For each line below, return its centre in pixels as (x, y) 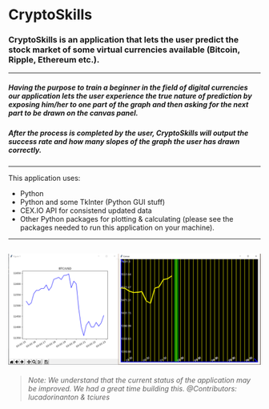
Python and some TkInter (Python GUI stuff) (92, 202)
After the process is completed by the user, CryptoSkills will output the (128, 133)
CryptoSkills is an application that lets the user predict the (124, 40)
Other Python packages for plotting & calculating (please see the (126, 219)
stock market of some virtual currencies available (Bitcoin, (124, 50)
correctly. (25, 150)
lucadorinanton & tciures (69, 397)
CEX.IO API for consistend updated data (86, 211)
